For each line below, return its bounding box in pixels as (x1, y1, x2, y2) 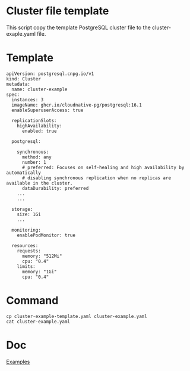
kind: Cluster (6, 76, 42, 82)
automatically (6, 170, 42, 176)
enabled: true (21, 128, 58, 134)
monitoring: (11, 227, 42, 233)
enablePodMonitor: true (17, 232, 76, 238)
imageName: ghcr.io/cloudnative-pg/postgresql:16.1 (11, 102, 142, 108)
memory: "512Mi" (21, 253, 62, 259)
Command (6, 294, 59, 307)
